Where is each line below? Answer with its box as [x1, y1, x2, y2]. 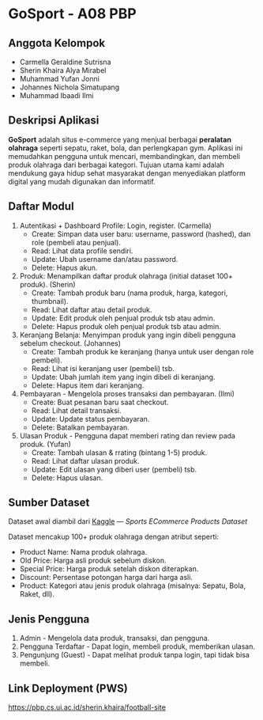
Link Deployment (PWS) [8, 681, 128, 695]
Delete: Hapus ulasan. [31, 472, 103, 483]
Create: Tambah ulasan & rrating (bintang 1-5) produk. [31, 448, 208, 457]
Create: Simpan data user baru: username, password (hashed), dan [31, 229, 251, 238]
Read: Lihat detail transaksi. [31, 405, 122, 415]
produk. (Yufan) [19, 439, 71, 449]
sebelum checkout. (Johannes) [19, 338, 121, 348]
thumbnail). [31, 296, 69, 305]
